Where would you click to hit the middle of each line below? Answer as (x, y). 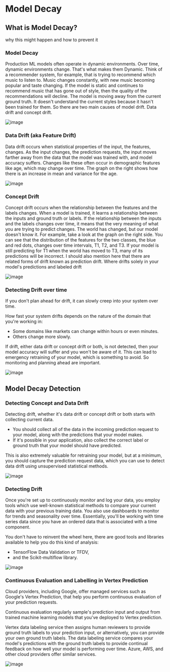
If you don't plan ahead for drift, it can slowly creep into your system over (82, 301)
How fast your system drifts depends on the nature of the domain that (78, 316)
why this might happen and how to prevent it (52, 40)
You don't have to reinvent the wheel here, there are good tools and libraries (85, 537)
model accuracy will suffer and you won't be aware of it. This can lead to (81, 352)
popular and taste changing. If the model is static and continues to (74, 86)
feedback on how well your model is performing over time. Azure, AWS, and (84, 649)
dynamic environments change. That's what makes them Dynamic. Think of (84, 70)
